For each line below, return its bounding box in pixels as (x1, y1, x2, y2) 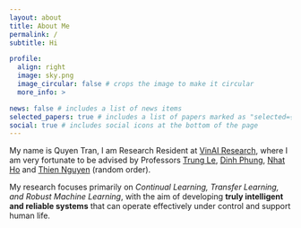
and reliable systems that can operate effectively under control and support (9, 201, 291, 212)
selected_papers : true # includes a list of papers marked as (9, 112, 246, 121)
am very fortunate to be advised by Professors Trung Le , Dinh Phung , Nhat (9, 154, 286, 166)
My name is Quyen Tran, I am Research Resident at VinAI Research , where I (9, 145, 288, 156)
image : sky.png (17, 71, 74, 81)
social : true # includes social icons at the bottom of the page (9, 120, 258, 130)
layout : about (9, 13, 63, 22)
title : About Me (9, 22, 70, 31)
